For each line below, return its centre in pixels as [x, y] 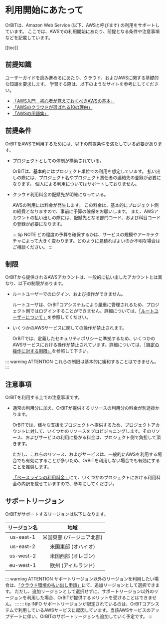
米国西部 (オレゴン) [73, 556]
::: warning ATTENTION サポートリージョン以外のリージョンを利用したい [80, 579]
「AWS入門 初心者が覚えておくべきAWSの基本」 [64, 101]
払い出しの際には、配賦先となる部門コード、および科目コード [97, 217]
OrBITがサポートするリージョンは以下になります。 [57, 514]
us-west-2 [23, 556]
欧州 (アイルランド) [72, 565]
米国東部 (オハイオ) [73, 547]
